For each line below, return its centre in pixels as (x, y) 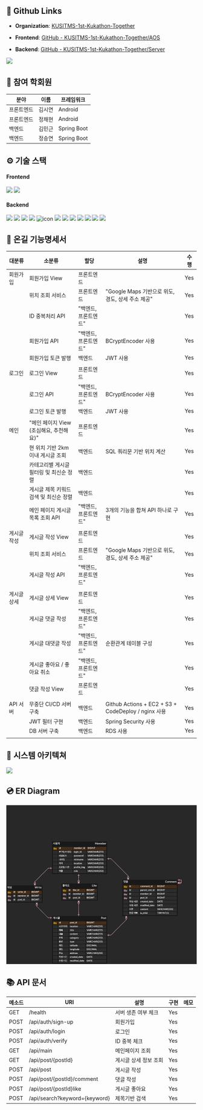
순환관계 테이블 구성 (129, 643)
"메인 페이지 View (50, 423)
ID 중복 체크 (129, 1041)
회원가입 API (44, 341)
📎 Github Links (34, 11)
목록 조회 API (45, 517)
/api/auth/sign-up (51, 1022)
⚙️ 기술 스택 (27, 161)
